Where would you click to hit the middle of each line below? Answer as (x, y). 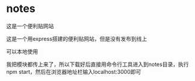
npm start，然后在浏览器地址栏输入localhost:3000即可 (74, 71)
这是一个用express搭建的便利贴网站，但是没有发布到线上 (77, 38)
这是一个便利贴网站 (30, 26)
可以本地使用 (22, 51)
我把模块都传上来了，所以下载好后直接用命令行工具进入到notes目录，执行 (97, 64)
